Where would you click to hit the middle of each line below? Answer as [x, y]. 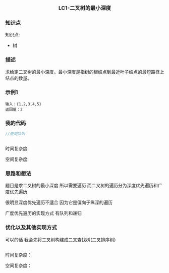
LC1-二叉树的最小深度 [85, 8]
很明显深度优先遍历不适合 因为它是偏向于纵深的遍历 [59, 202]
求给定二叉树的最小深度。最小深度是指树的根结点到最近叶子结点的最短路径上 [85, 72]
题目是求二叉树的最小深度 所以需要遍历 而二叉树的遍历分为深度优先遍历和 [81, 186]
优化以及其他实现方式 [31, 228]
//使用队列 [15, 134]
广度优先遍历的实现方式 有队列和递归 [43, 213]
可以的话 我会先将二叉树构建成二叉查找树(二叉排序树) [61, 239]
